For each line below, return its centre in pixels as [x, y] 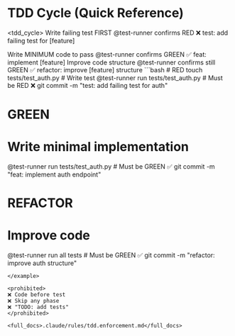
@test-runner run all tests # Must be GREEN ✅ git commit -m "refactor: [111, 255]
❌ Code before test [37, 295]
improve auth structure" [42, 263]
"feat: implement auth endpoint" [54, 174]
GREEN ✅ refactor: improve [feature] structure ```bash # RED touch [105, 69]
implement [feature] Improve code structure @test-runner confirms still [111, 62]
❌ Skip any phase [33, 301]
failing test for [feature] [41, 40]
